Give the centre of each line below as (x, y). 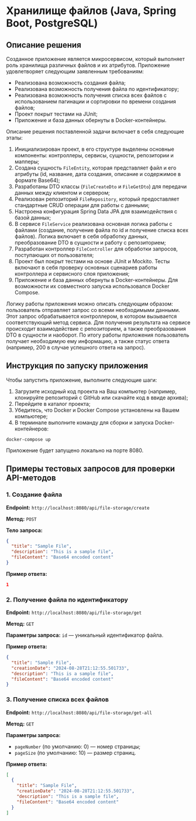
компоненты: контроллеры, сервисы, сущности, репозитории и (94, 155)
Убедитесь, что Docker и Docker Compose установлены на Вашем (97, 410)
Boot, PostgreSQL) (52, 23)
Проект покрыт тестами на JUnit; (56, 114)
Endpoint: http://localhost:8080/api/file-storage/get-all (79, 712)
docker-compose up (28, 439)
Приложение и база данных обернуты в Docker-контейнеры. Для (96, 280)
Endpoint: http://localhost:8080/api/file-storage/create (78, 507)
